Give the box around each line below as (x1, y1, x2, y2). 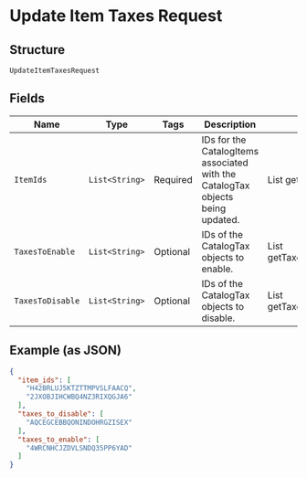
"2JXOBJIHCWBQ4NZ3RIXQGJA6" (26, 392, 132, 402)
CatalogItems (201, 144, 259, 157)
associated (201, 156, 249, 169)
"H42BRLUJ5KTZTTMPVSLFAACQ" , (26, 384, 137, 393)
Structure (9, 42, 66, 58)
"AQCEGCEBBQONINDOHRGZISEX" (26, 418, 132, 427)
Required (153, 173, 194, 186)
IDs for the (201, 133, 247, 146)
